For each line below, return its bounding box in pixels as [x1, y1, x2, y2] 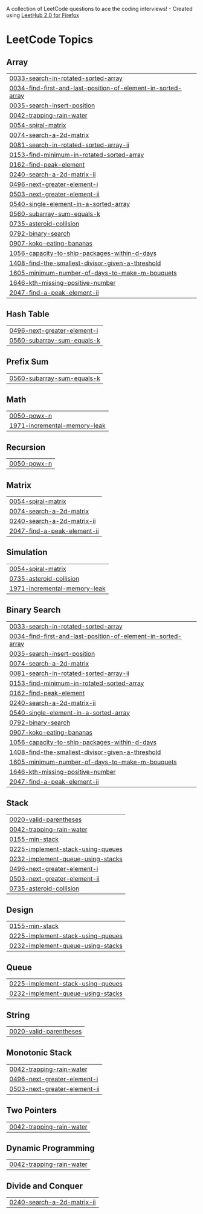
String [6, 1010, 30, 1020]
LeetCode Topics [6, 33, 94, 47]
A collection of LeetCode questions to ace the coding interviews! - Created [6, 5, 193, 12]
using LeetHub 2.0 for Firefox [6, 12, 80, 19]
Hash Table [6, 309, 50, 319]
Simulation [6, 547, 48, 558]
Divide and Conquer [6, 1181, 83, 1191]
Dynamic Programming [6, 1142, 95, 1153]
